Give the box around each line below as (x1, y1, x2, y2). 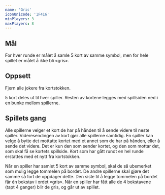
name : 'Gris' (5, 7, 32, 12)
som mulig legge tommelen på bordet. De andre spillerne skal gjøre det (5, 168, 149, 174)
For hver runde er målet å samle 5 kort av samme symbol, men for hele (5, 52, 149, 58)
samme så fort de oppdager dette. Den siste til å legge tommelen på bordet (5, 173, 158, 179)
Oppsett (5, 72, 31, 80)
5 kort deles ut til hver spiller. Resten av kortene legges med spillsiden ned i (5, 94, 158, 100)
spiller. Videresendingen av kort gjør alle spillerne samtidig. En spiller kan (5, 132, 154, 138)
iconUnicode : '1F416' (5, 12, 50, 17)
